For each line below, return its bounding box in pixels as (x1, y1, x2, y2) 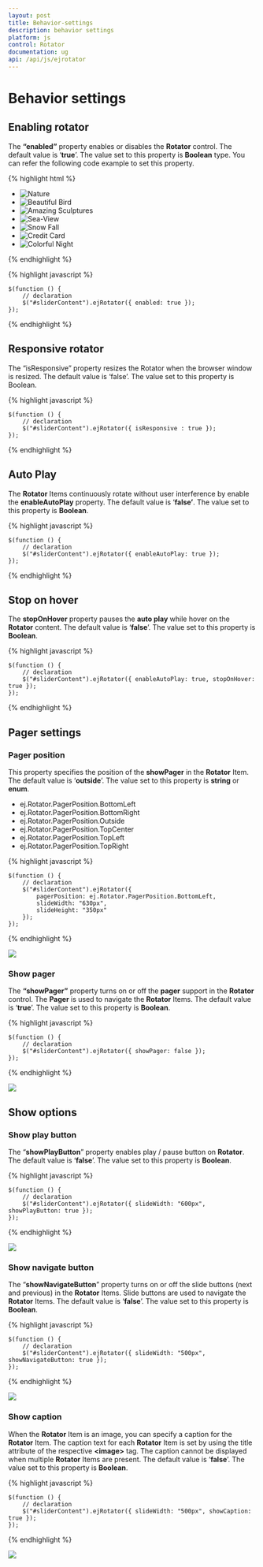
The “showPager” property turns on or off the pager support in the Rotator (8, 986, 254, 996)
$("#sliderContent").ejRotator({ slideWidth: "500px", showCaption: (22, 1507, 252, 1515)
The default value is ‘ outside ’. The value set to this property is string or (8, 776, 240, 785)
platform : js (8, 33, 51, 42)
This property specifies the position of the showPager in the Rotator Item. (8, 768, 250, 776)
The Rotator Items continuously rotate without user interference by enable (8, 489, 250, 498)
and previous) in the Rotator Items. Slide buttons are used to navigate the (8, 1288, 246, 1297)
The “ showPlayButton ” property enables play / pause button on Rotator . (8, 1147, 245, 1156)
